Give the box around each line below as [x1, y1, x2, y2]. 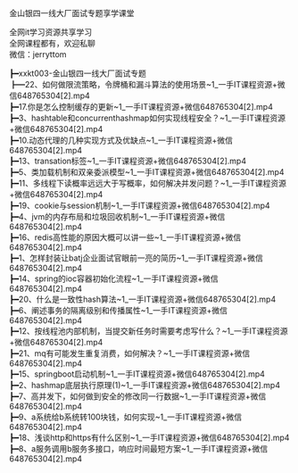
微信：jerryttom [9, 49, 67, 60]
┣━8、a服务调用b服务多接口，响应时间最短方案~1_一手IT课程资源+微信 [9, 444, 269, 453]
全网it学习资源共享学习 [9, 27, 92, 37]
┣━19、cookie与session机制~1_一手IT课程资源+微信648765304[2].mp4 [9, 200, 270, 211]
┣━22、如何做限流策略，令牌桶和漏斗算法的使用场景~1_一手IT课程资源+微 [9, 79, 286, 89]
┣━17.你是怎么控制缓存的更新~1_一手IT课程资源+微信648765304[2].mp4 [9, 102, 274, 112]
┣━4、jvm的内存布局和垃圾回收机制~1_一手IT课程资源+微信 [9, 212, 226, 221]
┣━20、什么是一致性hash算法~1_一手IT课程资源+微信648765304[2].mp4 [9, 294, 277, 304]
